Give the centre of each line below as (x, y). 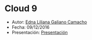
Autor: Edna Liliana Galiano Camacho (49, 22)
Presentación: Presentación (40, 32)
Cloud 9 (21, 9)
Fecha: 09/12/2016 (31, 27)
